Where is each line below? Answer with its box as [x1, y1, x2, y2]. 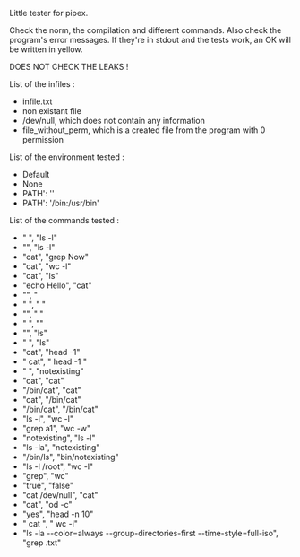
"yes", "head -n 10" [21, 509, 94, 519]
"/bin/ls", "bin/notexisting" [21, 452, 119, 462]
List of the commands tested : [9, 215, 119, 225]
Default [21, 170, 50, 179]
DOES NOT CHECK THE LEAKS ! [9, 62, 129, 72]
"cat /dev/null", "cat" [21, 490, 99, 500]
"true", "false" [21, 480, 74, 491]
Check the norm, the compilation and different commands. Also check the [9, 25, 282, 35]
